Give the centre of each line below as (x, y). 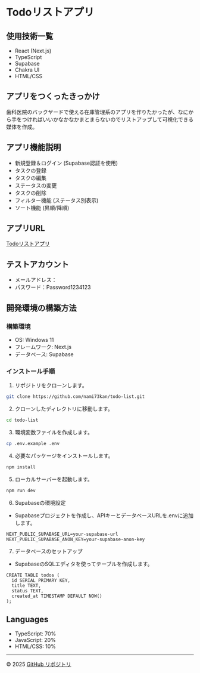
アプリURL (26, 228)
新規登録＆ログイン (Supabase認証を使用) (66, 163)
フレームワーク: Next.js (43, 347)
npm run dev (21, 490)
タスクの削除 (30, 193)
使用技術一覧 (30, 36)
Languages (27, 619)
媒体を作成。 (22, 126)
